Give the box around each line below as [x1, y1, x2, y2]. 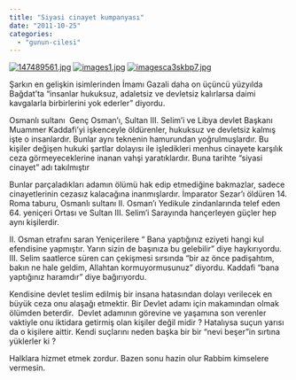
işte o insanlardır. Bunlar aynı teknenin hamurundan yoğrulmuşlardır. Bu [9, 134, 269, 144]
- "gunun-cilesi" [17, 37, 82, 47]
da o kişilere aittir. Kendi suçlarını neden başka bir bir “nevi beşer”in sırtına [9, 327, 281, 337]
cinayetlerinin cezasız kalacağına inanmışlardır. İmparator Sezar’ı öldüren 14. [9, 189, 288, 199]
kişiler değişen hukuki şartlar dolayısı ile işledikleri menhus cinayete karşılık [9, 143, 284, 154]
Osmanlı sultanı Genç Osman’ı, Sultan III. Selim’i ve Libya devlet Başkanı [9, 115, 273, 126]
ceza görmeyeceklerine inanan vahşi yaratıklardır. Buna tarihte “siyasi [9, 152, 263, 164]
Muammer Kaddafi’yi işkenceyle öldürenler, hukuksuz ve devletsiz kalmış [9, 125, 277, 136]
